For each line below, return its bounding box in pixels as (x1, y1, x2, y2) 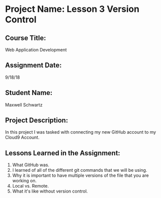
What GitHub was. (12, 162, 49, 168)
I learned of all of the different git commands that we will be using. (12, 167, 147, 173)
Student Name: (5, 89, 53, 97)
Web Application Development (5, 47, 67, 52)
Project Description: (5, 116, 68, 125)
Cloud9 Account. (5, 135, 40, 141)
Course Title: (5, 34, 46, 42)
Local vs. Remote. (12, 183, 49, 189)
